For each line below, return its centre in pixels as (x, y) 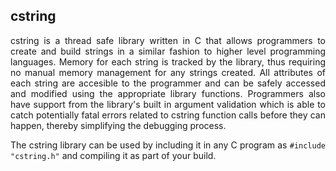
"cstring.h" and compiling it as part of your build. (113, 155)
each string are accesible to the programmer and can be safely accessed (168, 83)
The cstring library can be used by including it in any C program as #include (168, 145)
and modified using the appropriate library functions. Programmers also (168, 93)
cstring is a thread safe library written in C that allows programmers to (168, 40)
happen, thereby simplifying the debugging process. (118, 125)
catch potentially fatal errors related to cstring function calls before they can (168, 115)
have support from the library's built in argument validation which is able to (168, 104)
